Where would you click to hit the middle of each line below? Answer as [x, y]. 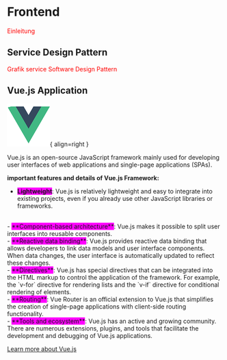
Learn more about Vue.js [42, 349]
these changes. [29, 263]
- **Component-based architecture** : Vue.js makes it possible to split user [113, 226]
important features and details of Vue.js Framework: [83, 178]
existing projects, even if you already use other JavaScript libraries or [115, 198]
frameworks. [35, 206]
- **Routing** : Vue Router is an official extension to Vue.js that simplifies [110, 299]
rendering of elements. [39, 291]
